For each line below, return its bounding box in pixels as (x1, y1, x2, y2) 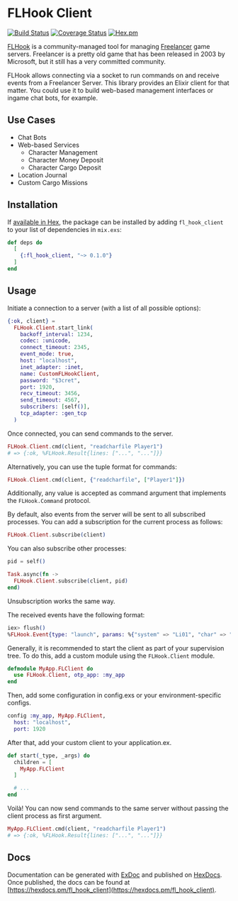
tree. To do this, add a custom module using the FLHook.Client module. (7, 651, 215, 660)
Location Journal (17, 170, 67, 179)
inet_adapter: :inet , (20, 363, 84, 370)
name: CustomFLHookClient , (20, 370, 100, 377)
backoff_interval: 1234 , (20, 331, 93, 338)
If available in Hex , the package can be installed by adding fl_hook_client (7, 218, 224, 226)
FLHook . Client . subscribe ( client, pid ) (13, 577, 129, 585)
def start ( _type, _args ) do (7, 752, 91, 759)
